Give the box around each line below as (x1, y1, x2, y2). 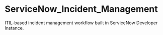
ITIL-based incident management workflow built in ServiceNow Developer (5, 20, 158, 26)
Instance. (5, 25, 24, 31)
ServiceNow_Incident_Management (5, 3, 158, 15)
